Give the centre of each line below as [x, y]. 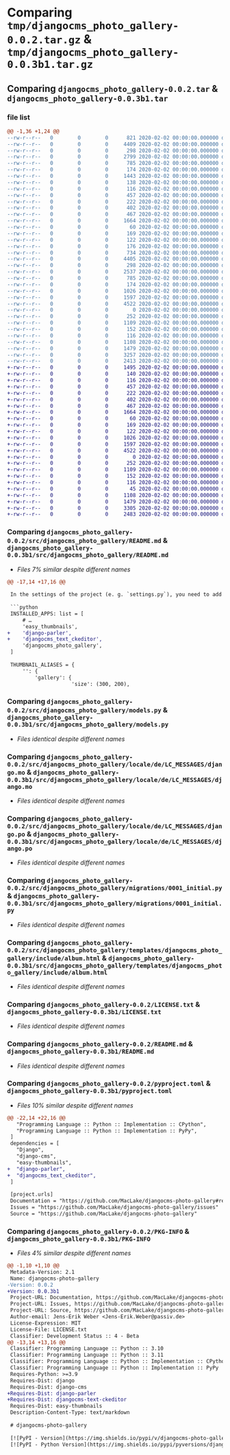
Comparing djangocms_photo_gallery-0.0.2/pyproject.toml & [109, 1084]
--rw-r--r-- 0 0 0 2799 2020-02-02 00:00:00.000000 [113, 157]
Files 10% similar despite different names [75, 1105]
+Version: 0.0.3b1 [33, 1291]
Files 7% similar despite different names [74, 569]
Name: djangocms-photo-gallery [54, 1279]
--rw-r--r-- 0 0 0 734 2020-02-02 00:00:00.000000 [113, 253]
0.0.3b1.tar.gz [50, 65]
